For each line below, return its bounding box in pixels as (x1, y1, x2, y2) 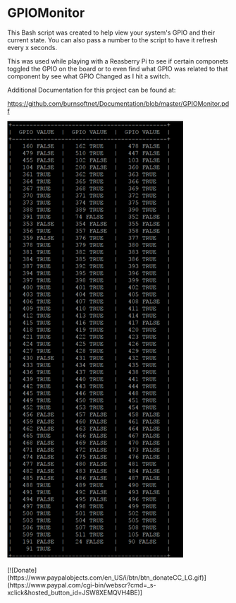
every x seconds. (7, 43, 58, 52)
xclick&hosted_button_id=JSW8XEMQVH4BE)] (7, 588, 143, 597)
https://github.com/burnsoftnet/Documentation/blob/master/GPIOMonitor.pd (7, 99, 230, 107)
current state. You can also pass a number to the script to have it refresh (7, 35, 218, 44)
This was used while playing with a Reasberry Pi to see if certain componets (7, 56, 229, 65)
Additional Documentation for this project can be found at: (7, 85, 176, 94)
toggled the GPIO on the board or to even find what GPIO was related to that (7, 64, 228, 73)
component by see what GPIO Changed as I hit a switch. (7, 72, 171, 80)
